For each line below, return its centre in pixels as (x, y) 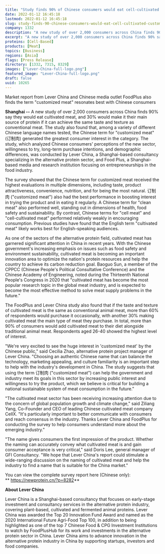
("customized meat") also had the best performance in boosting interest (83, 197)
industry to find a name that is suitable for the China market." (67, 465)
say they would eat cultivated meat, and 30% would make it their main (76, 117)
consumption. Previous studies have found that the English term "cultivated (81, 223)
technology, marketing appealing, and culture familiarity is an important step (82, 362)
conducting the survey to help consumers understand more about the (75, 424)
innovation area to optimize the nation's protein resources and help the (77, 259)
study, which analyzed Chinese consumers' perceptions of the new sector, (81, 144)
